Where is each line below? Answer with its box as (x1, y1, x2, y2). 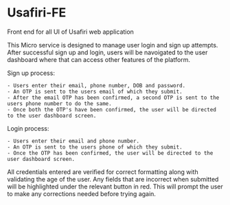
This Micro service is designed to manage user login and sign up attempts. (7, 41, 218, 49)
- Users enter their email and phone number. (7, 138, 139, 144)
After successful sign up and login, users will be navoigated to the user (7, 48, 208, 56)
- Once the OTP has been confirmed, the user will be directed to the (7, 149, 214, 156)
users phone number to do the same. (7, 100, 112, 107)
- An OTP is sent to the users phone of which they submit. (7, 143, 183, 151)
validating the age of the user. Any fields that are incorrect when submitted (7, 175, 219, 183)
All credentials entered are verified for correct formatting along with (7, 167, 198, 176)
